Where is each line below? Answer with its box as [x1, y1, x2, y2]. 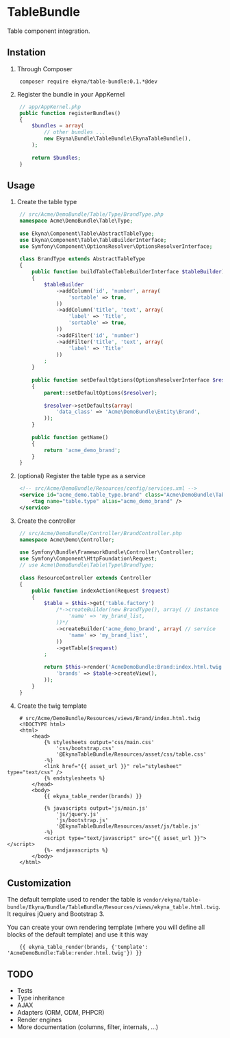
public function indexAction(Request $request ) [31, 587, 170, 594]
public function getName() [31, 434, 109, 441]
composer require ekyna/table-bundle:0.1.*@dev [19, 78, 157, 85]
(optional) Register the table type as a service [16, 472, 146, 480]
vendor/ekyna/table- [142, 897, 202, 904]
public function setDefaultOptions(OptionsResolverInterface [31, 377, 210, 384]
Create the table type [16, 198, 77, 206]
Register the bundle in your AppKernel [16, 90, 125, 98]
